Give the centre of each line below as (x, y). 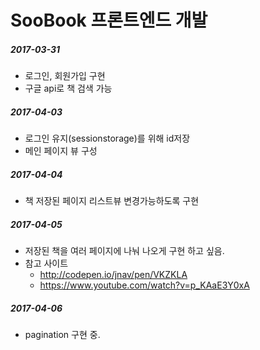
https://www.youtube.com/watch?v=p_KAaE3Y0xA (144, 285)
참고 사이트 (46, 263)
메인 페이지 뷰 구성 (61, 151)
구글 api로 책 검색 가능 (68, 88)
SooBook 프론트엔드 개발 (109, 20)
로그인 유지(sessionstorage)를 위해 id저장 (107, 138)
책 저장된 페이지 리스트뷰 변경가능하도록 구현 (112, 201)
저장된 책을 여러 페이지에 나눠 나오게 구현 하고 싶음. (124, 251)
